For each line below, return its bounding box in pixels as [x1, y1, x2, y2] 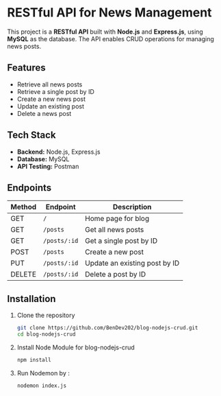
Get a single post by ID [85, 236, 158, 246]
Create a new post [85, 247, 144, 257]
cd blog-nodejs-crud [16, 331, 76, 338]
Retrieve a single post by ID [16, 87, 94, 95]
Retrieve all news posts [16, 80, 83, 89]
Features [7, 62, 46, 73]
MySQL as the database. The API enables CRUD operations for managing [7, 34, 214, 43]
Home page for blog [85, 214, 149, 224]
